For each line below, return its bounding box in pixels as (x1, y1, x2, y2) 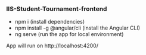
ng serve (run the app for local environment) (14, 31, 124, 38)
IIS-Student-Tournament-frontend (6, 5, 107, 13)
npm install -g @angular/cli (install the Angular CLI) (14, 24, 141, 31)
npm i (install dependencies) (14, 18, 85, 25)
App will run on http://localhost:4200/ (6, 42, 98, 49)
